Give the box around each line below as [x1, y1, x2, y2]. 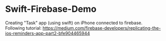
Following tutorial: [5, 25, 42, 31]
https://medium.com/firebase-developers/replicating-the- [42, 25, 161, 31]
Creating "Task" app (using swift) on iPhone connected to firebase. [5, 20, 143, 26]
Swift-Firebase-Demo [5, 3, 97, 15]
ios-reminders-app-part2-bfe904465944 [5, 30, 90, 36]
